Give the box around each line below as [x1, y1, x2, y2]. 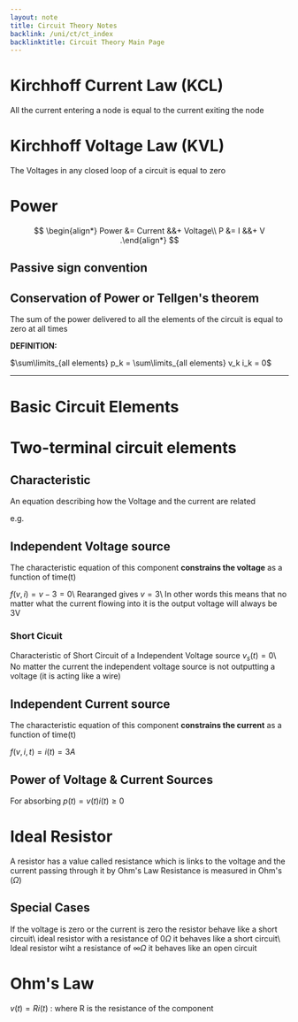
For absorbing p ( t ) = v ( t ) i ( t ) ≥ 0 [10, 795, 125, 806]
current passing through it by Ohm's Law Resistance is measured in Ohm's [10, 864, 282, 876]
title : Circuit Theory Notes [10, 21, 118, 30]
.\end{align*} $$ [119, 235, 180, 246]
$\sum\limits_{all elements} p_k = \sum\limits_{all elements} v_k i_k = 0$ [10, 357, 272, 368]
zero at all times [10, 324, 68, 334]
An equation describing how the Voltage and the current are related [10, 496, 256, 507]
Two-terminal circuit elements [10, 437, 237, 457]
